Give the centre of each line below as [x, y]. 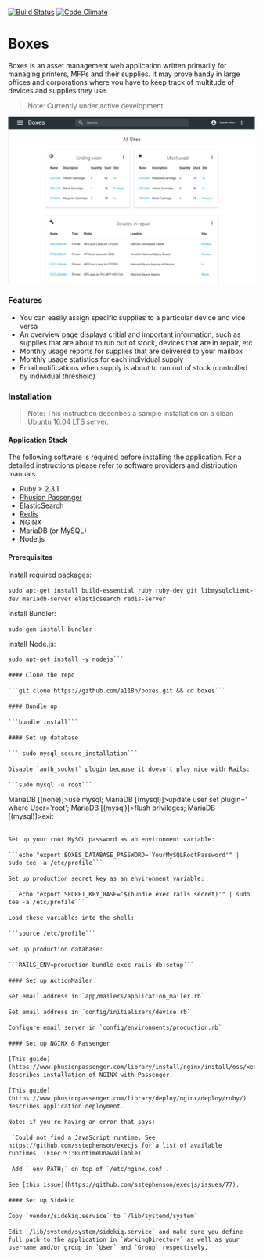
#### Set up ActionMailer [50, 980]
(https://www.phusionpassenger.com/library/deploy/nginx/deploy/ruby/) [127, 1098]
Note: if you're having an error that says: [82, 1122]
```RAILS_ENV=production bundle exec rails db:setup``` [101, 965]
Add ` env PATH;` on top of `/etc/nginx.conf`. [90, 1169]
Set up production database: [56, 949]
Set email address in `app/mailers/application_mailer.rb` [106, 996]
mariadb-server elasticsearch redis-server [94, 599]
